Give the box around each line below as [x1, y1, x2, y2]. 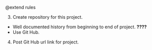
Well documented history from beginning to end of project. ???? [12, 24, 147, 30]
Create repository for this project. [12, 14, 83, 20]
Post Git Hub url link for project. [12, 39, 79, 45]
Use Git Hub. [12, 29, 40, 35]
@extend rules [5, 5, 36, 10]
